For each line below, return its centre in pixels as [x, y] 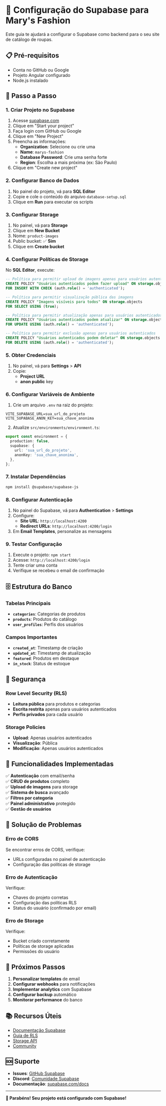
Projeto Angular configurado [41, 75]
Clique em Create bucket [38, 247]
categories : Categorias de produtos [49, 614]
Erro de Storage [25, 921]
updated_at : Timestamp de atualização [52, 653]
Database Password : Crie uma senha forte [64, 157]
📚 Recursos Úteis [34, 1016]
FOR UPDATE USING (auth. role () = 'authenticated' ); [60, 324]
